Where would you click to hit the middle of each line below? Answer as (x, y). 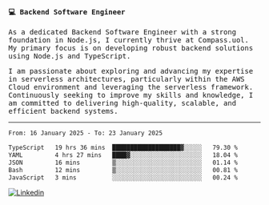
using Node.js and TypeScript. (70, 56)
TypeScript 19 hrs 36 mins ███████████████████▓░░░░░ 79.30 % (123, 148)
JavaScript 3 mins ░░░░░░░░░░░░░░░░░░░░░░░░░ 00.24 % (123, 177)
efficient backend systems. (63, 111)
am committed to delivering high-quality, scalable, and (122, 103)
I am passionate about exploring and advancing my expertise (131, 71)
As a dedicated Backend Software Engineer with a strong (122, 32)
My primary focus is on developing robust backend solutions (131, 48)
